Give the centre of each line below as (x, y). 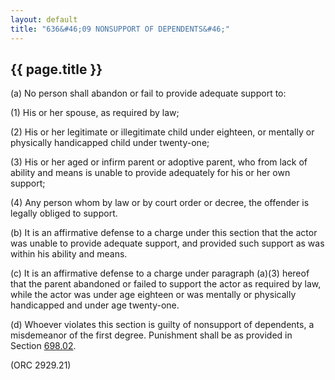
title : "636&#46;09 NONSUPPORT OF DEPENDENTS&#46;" (120, 29)
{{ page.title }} (56, 69)
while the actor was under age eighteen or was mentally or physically (153, 295)
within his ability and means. (69, 254)
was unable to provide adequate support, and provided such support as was (167, 243)
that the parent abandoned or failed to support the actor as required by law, (166, 284)
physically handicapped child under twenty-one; (110, 143)
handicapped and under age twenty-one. (95, 305)
